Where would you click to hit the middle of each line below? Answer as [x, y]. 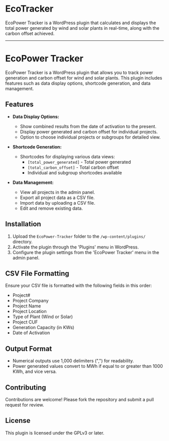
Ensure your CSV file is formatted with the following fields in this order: [79, 286]
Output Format [29, 349]
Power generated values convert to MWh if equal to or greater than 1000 [88, 366]
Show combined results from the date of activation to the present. [88, 126]
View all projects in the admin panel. [58, 192]
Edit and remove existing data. [51, 208]
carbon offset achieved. [30, 33]
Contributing [26, 387]
